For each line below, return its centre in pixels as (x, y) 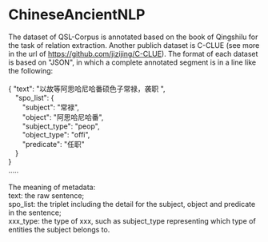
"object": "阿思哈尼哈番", (63, 117)
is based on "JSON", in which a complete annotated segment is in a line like (132, 62)
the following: (31, 70)
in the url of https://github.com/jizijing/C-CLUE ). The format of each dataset (133, 54)
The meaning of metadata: (52, 187)
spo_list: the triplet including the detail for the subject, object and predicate (132, 204)
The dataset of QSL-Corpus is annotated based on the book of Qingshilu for (133, 37)
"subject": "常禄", (51, 107)
